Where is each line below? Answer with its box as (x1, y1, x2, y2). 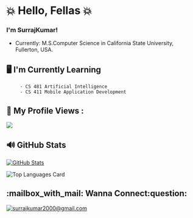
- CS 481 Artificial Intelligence (19, 83, 108, 90)
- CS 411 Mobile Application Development (19, 89, 127, 95)
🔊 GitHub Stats (6, 139, 66, 150)
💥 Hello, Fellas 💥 (6, 4, 93, 18)
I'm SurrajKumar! (6, 26, 58, 34)
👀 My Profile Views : (6, 105, 84, 116)
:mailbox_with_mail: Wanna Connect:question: (6, 188, 188, 199)
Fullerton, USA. (15, 46, 54, 54)
